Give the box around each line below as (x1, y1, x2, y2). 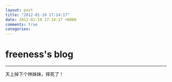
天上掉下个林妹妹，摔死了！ (5, 71, 64, 77)
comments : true (5, 22, 38, 27)
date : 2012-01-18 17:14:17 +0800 (5, 17, 77, 22)
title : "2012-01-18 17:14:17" (5, 12, 70, 17)
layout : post (5, 7, 33, 13)
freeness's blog (5, 49, 74, 60)
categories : (5, 27, 31, 32)
